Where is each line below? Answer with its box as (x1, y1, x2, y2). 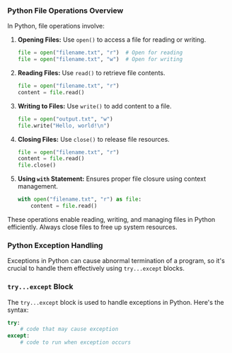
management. (17, 182, 59, 191)
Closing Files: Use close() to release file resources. (17, 135, 170, 143)
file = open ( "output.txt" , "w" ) (17, 116, 113, 123)
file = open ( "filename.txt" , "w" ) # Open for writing (17, 56, 183, 63)
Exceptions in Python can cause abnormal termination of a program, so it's (7, 257, 225, 265)
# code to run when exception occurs (20, 339, 132, 346)
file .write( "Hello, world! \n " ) (17, 122, 110, 129)
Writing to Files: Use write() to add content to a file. (17, 101, 172, 110)
